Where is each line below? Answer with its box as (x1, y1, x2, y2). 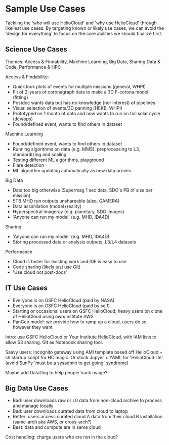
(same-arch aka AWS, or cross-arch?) (12, 419, 92, 425)
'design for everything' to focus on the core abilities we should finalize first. (5, 30, 163, 36)
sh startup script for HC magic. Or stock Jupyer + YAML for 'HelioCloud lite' (5, 354, 163, 360)
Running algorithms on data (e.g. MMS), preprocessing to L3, (12, 146, 140, 152)
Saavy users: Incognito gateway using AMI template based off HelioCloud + (5, 349, 163, 355)
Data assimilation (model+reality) (12, 203, 82, 209)
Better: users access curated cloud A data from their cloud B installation (12, 414, 163, 420)
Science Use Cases (5, 45, 67, 54)
